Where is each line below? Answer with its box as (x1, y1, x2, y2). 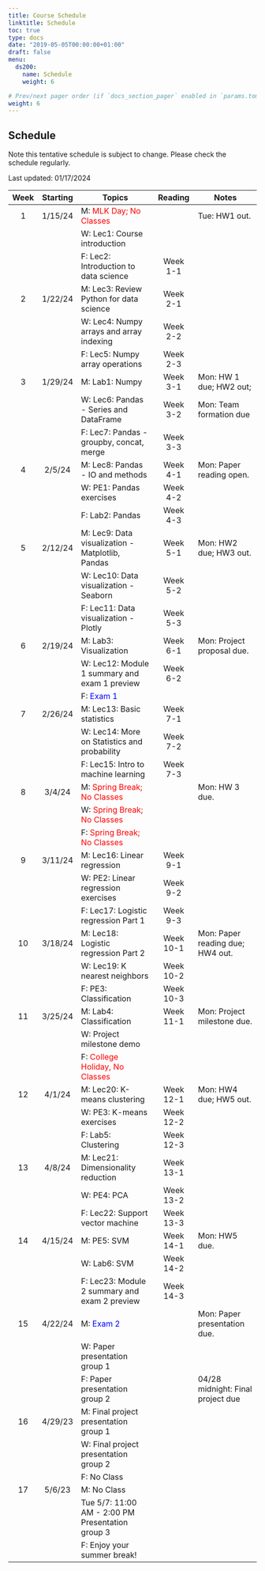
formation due (197, 409, 251, 420)
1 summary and (80, 668, 140, 679)
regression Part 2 (80, 948, 146, 959)
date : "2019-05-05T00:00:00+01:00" (8, 41, 125, 49)
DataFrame (80, 414, 122, 425)
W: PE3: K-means (80, 1107, 148, 1118)
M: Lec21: (80, 1152, 119, 1163)
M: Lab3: (80, 636, 114, 647)
